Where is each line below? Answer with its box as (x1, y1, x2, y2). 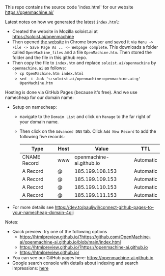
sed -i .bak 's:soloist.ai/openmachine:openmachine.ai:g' (19, 76, 141, 81)
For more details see (12, 204, 54, 210)
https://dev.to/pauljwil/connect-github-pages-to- (55, 204, 154, 210)
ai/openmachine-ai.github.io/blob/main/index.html (19, 239, 121, 245)
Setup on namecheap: (12, 104, 57, 110)
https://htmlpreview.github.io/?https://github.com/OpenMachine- (19, 234, 151, 240)
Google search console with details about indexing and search (12, 260, 138, 266)
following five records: (19, 134, 65, 139)
